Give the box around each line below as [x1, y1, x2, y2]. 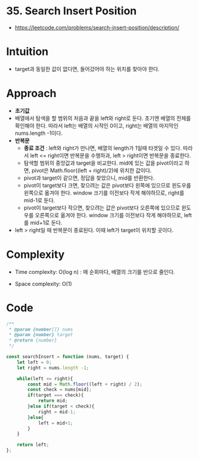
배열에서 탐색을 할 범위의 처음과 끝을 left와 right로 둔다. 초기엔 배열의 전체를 [14, 115, 191, 122]
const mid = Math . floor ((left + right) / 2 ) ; [27, 381, 143, 387]
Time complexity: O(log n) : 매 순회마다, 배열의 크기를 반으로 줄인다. [14, 268, 175, 275]
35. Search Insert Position [6, 4, 137, 18]
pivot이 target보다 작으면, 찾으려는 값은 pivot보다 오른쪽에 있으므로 [23, 204, 181, 211]
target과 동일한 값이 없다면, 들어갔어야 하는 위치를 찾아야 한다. [14, 65, 160, 72]
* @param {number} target [8, 332, 73, 338]
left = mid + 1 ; [38, 420, 73, 426]
